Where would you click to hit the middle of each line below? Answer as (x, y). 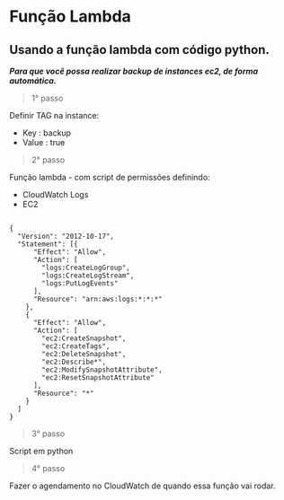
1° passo (47, 98)
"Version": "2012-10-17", (66, 236)
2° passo (48, 160)
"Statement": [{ (48, 244)
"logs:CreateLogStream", (88, 276)
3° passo (48, 434)
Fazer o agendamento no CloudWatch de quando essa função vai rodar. (142, 486)
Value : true (44, 142)
